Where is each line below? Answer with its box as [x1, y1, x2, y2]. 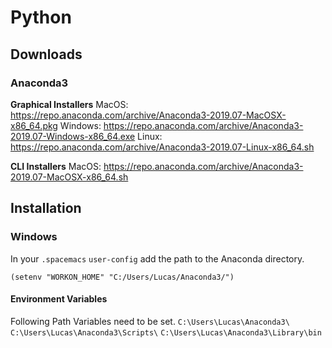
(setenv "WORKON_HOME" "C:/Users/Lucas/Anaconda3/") [10, 272, 235, 282]
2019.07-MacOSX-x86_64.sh [10, 171, 129, 183]
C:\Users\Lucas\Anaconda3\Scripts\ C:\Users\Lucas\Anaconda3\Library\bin [10, 327, 322, 338]
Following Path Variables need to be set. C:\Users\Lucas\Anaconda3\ [10, 315, 290, 327]
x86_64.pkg [10, 119, 58, 131]
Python [10, 6, 72, 29]
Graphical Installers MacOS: [10, 98, 129, 110]
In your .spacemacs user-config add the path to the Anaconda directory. [10, 252, 305, 265]
